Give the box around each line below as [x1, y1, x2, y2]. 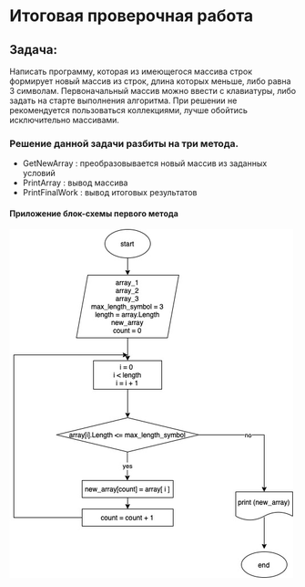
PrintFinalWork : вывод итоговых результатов [22, 187, 198, 198]
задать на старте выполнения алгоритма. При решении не [9, 95, 238, 106]
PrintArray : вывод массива [22, 177, 128, 188]
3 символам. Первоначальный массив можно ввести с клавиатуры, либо [9, 86, 297, 96]
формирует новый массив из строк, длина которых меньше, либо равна [9, 76, 291, 87]
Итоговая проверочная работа [9, 5, 254, 26]
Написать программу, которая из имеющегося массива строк [9, 66, 253, 77]
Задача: [9, 42, 57, 58]
